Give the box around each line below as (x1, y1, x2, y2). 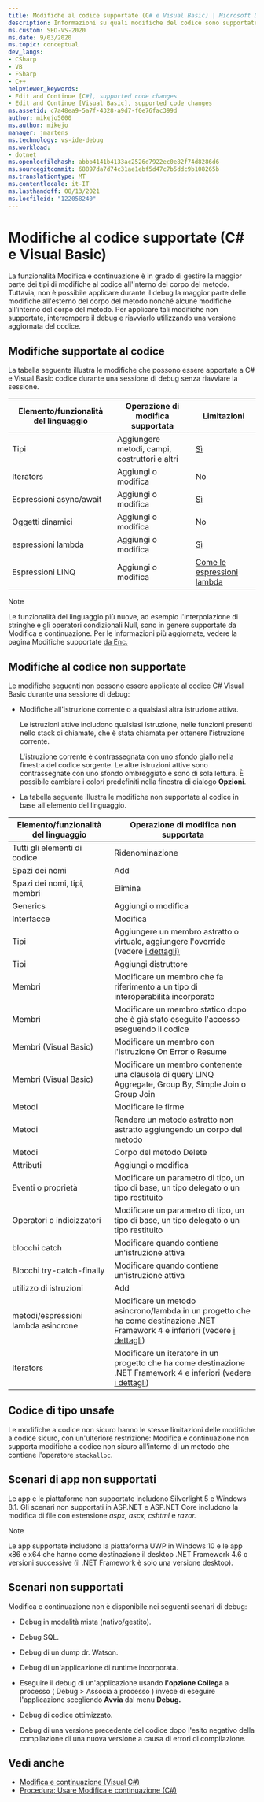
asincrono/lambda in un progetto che (113, 1306, 251, 1317)
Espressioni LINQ (12, 567, 76, 578)
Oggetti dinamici (12, 517, 73, 528)
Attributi (12, 1160, 42, 1171)
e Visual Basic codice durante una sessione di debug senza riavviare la (8, 373, 238, 383)
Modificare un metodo (113, 1295, 196, 1306)
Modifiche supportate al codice (8, 344, 165, 358)
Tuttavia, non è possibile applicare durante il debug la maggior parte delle (8, 288, 247, 298)
